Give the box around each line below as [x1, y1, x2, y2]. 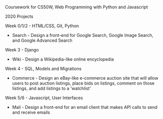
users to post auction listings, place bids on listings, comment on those [12, 80, 155, 86]
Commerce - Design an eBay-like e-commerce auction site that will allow [12, 75, 159, 81]
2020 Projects [5, 14, 34, 19]
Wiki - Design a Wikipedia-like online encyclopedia [12, 56, 114, 62]
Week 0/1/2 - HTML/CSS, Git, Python [5, 23, 79, 29]
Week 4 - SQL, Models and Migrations [5, 66, 82, 71]
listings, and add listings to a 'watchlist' [12, 85, 91, 91]
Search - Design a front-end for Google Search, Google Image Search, [12, 33, 154, 38]
